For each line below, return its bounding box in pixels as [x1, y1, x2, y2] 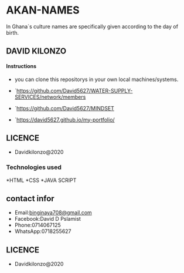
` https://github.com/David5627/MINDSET [14, 105, 114, 112]
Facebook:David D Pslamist [14, 215, 81, 223]
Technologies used [6, 163, 62, 171]
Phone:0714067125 [14, 221, 62, 229]
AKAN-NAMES [6, 4, 80, 17]
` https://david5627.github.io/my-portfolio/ [14, 116, 115, 123]
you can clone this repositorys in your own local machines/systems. [14, 76, 179, 83]
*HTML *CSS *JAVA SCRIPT [6, 177, 77, 184]
